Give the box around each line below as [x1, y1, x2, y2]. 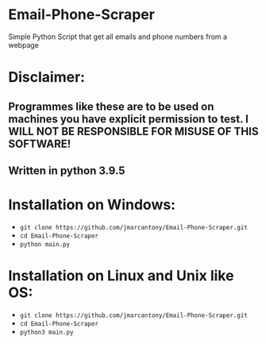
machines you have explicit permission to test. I [8, 112, 249, 126]
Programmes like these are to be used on [8, 99, 214, 113]
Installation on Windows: [8, 196, 176, 214]
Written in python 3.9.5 [8, 164, 125, 177]
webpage [8, 40, 40, 49]
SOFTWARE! [8, 137, 71, 150]
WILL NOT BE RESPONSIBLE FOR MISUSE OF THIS [8, 125, 259, 138]
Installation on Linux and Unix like [8, 267, 234, 285]
